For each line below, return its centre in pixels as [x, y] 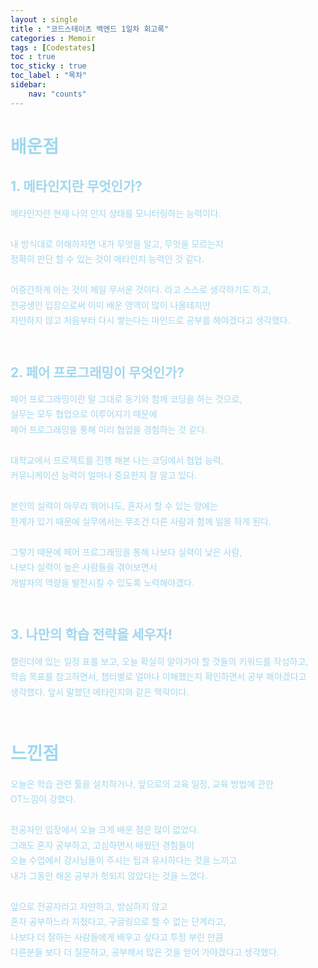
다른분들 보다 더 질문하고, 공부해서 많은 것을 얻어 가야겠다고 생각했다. [145, 952]
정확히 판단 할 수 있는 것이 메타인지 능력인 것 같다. [107, 259]
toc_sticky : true [48, 66]
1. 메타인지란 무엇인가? [76, 186]
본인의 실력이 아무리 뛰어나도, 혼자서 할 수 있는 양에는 [114, 506]
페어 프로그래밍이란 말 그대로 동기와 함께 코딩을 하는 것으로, [126, 398]
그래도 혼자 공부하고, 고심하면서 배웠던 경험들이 [102, 845]
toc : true [33, 57]
